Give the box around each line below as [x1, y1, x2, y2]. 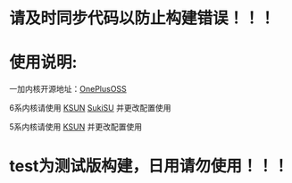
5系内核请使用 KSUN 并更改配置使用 [9, 121, 143, 132]
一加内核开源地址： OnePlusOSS [9, 84, 127, 95]
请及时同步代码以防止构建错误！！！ [9, 8, 276, 29]
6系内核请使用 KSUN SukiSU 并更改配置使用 [9, 103, 171, 113]
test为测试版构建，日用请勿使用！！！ [9, 156, 289, 177]
